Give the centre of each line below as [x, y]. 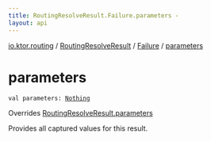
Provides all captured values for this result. [78, 128]
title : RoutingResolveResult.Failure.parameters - [94, 15]
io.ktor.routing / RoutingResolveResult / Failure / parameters [106, 45]
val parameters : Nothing [49, 99]
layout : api [28, 23]
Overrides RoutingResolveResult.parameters [81, 113]
